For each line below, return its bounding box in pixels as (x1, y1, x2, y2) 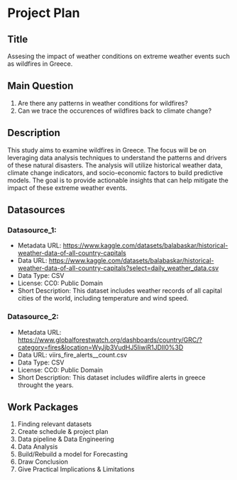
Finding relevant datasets (17, 420, 92, 428)
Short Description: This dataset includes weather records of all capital (17, 286, 222, 295)
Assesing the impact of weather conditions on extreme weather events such (7, 52, 231, 60)
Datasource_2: (7, 312, 59, 322)
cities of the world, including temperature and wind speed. (17, 294, 189, 303)
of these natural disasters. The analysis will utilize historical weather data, (7, 161, 223, 169)
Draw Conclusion (17, 457, 69, 466)
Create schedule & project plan (17, 428, 109, 436)
